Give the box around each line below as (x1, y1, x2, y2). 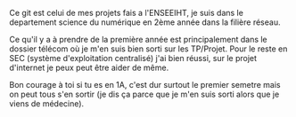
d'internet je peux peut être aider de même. (9, 62, 169, 73)
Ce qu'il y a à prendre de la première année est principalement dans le (9, 35, 267, 44)
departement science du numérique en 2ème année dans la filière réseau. (9, 17, 281, 27)
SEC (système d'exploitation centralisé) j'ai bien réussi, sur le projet (9, 53, 257, 63)
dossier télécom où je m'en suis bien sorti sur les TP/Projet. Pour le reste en (9, 43, 288, 54)
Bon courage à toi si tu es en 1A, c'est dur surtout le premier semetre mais (9, 80, 281, 90)
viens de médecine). (9, 98, 85, 109)
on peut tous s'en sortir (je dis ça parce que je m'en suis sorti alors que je (9, 89, 280, 99)
